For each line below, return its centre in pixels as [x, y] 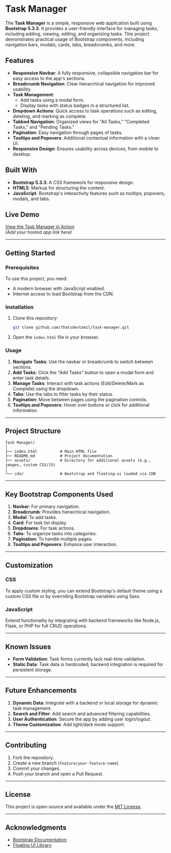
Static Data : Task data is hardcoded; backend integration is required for [88, 664]
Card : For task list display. [40, 523]
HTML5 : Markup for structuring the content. [59, 188]
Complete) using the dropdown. [46, 389]
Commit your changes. [36, 768]
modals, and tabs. [31, 199]
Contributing [26, 745]
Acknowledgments [36, 827]
